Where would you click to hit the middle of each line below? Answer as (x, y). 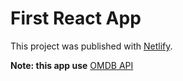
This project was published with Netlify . (91, 46)
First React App (76, 18)
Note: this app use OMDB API (72, 65)
